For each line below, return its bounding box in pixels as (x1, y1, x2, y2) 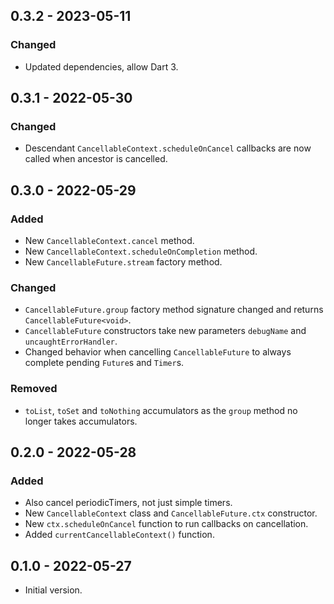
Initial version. (24, 584, 83, 596)
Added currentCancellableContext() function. (24, 529, 215, 541)
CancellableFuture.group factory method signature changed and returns (24, 304, 324, 316)
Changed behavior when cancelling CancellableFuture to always (24, 346, 292, 358)
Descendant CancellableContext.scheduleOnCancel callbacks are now (24, 142, 312, 154)
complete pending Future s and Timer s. (24, 357, 185, 369)
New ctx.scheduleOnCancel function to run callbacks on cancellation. (24, 518, 309, 530)
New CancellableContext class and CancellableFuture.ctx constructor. (24, 507, 318, 519)
